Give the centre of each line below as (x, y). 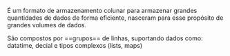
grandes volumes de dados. (47, 25)
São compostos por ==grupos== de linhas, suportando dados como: (105, 38)
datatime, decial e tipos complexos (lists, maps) (75, 45)
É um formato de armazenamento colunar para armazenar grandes (102, 11)
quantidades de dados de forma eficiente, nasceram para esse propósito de (115, 18)
